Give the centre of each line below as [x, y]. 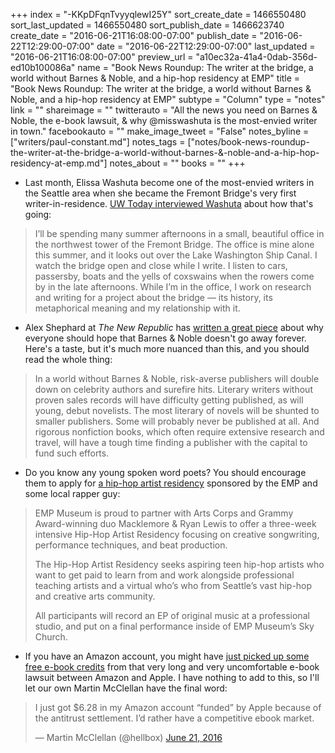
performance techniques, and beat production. [131, 545]
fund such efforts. [72, 453]
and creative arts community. [95, 596]
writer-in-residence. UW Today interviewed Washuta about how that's [169, 203]
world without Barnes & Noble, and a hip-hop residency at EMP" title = [155, 78]
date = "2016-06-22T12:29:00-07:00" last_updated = [206, 46]
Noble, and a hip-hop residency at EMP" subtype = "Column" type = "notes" [168, 99]
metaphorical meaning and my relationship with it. [137, 308]
